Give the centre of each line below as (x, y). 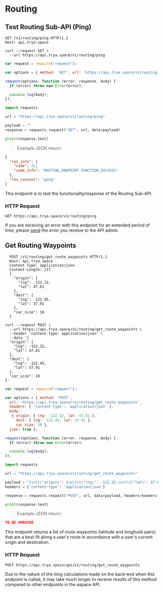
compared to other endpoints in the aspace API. (53, 584)
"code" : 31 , (26, 166)
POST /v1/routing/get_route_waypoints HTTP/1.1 (58, 257)
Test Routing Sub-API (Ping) (48, 27)
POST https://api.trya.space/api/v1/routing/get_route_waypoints (72, 565)
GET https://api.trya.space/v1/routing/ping (51, 216)
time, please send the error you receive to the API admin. (62, 230)
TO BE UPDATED (19, 523)
